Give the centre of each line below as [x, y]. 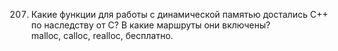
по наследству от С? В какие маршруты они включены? [150, 25]
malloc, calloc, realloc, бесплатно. [102, 35]
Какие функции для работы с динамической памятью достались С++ [179, 14]
